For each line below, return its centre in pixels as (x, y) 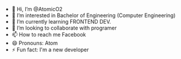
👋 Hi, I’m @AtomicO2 (37, 9)
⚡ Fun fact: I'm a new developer (50, 50)
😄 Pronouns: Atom (34, 43)
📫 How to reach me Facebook (49, 35)
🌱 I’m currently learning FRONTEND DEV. (61, 22)
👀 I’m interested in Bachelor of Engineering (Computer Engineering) (93, 15)
